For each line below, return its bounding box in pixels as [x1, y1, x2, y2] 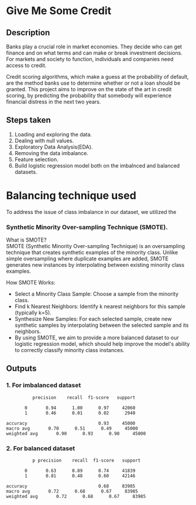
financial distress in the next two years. [6, 98, 101, 105]
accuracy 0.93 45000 [6, 420, 135, 426]
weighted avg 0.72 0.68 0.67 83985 [6, 494, 146, 500]
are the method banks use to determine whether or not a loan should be [6, 79, 181, 86]
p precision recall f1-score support [32, 457, 141, 464]
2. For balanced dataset [6, 444, 75, 452]
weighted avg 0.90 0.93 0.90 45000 [6, 430, 146, 436]
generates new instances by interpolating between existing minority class [6, 262, 185, 269]
